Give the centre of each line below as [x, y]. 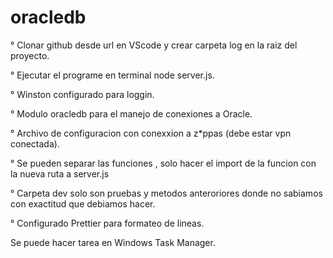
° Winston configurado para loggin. [82, 94]
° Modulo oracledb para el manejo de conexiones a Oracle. [131, 113]
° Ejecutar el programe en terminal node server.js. [112, 75]
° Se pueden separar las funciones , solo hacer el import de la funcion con [163, 163]
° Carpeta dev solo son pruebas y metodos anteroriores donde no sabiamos [166, 193]
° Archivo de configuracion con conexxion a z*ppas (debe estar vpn [151, 133]
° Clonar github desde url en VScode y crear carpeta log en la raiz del [154, 45]
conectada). [35, 143]
